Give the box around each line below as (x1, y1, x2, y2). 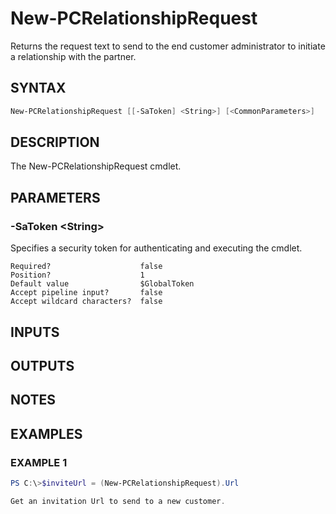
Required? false (10, 262, 163, 272)
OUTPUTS (10, 357, 75, 374)
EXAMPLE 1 (10, 455, 68, 469)
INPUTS (10, 323, 60, 341)
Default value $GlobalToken (10, 279, 195, 289)
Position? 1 (10, 270, 145, 281)
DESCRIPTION (10, 134, 100, 151)
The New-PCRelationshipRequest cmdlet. (10, 160, 182, 172)
